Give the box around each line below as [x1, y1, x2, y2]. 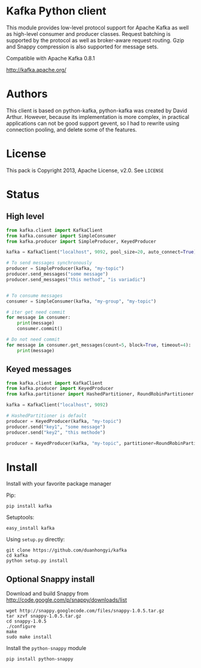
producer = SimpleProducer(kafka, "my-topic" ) [6, 266, 124, 272]
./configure [6, 624, 36, 630]
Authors [6, 87, 48, 101]
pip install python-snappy [6, 656, 74, 662]
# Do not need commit [6, 337, 60, 343]
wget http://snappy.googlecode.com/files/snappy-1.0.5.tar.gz [6, 608, 165, 614]
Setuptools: [6, 514, 35, 521]
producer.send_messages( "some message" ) [6, 271, 109, 277]
